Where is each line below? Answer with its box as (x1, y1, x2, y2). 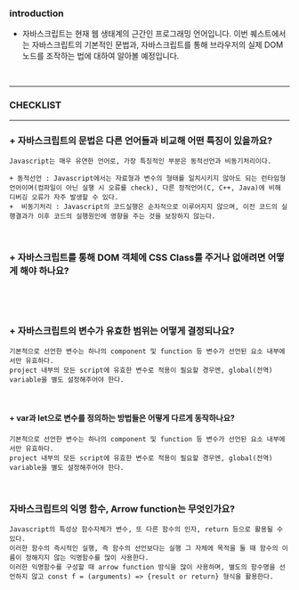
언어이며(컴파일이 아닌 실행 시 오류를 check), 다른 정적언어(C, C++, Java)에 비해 (9, 183, 282, 192)
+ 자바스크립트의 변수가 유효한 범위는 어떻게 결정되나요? (9, 325, 235, 337)
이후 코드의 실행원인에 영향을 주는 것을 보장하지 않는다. (36, 212, 216, 221)
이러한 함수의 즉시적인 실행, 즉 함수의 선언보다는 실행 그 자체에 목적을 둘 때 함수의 (9, 544, 279, 553)
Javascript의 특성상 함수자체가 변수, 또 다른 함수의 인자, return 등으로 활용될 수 (9, 524, 284, 534)
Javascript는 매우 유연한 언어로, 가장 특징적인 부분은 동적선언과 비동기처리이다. (9, 157, 272, 166)
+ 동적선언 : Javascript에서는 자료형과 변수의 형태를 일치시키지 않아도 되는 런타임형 (9, 174, 287, 182)
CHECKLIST (9, 99, 62, 111)
